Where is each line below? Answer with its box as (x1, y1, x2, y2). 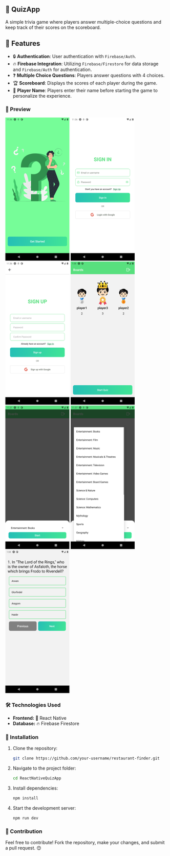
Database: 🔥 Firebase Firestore (12, 721, 79, 727)
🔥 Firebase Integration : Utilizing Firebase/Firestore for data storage (12, 60, 159, 67)
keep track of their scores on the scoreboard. (5, 24, 101, 30)
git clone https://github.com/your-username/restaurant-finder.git (12, 756, 160, 761)
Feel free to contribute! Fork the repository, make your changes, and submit (5, 840, 165, 846)
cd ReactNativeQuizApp (12, 776, 61, 781)
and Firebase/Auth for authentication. (12, 66, 92, 73)
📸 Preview (5, 105, 31, 113)
